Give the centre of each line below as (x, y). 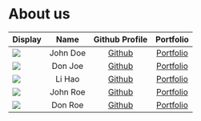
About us (39, 14)
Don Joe (68, 66)
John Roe (67, 91)
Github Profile (121, 39)
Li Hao (68, 79)
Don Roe (68, 105)
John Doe (68, 53)
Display (27, 39)
